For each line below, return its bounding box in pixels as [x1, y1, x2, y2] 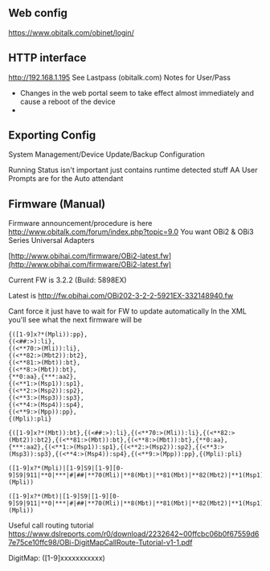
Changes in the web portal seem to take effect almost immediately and [19, 88, 255, 97]
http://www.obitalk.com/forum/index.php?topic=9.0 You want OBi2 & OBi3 [8, 227, 255, 236]
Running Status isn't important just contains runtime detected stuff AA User [8, 165, 258, 175]
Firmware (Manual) [8, 197, 106, 211]
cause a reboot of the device [19, 97, 116, 106]
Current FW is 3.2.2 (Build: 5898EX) [8, 275, 127, 285]
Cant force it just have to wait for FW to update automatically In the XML [8, 306, 247, 316]
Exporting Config [8, 129, 96, 142]
